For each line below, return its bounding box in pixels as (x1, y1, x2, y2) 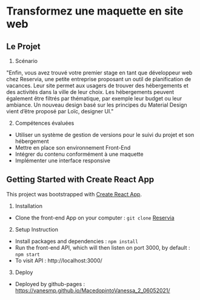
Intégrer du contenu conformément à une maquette (15, 150, 144, 158)
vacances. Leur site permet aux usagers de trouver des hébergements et (6, 82, 189, 89)
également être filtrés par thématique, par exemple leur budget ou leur (6, 95, 182, 102)
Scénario (15, 58, 38, 64)
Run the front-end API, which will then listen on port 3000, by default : (15, 244, 190, 251)
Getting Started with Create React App (6, 175, 155, 185)
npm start (15, 252, 41, 258)
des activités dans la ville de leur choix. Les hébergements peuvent (6, 88, 175, 95)
